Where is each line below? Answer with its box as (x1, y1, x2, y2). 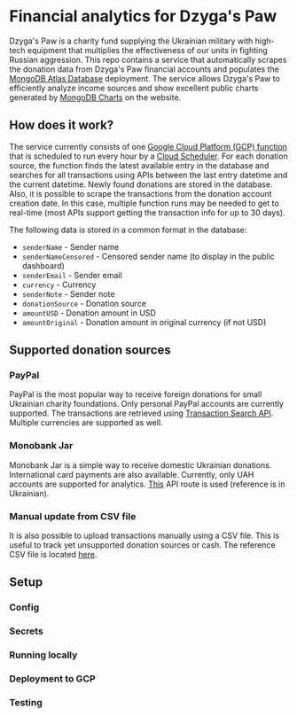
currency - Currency (21, 279, 97, 290)
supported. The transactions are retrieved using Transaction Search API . (9, 408, 274, 418)
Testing (9, 697, 43, 709)
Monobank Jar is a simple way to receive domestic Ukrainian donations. (9, 459, 272, 471)
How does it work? (9, 118, 114, 133)
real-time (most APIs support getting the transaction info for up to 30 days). (9, 207, 285, 218)
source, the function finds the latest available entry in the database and (9, 160, 270, 170)
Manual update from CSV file (9, 510, 137, 522)
